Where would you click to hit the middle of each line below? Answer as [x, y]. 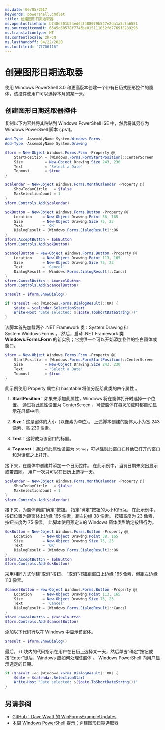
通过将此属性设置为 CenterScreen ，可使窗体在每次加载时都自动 [87, 405]
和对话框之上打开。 [32, 455]
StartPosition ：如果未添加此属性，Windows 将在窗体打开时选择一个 [82, 399]
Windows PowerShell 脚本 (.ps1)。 [40, 130]
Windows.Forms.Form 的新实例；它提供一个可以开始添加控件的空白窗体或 [81, 339]
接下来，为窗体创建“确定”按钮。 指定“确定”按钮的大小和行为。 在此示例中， [82, 510]
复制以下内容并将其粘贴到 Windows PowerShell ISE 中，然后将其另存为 [77, 123]
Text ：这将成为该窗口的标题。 [43, 439]
